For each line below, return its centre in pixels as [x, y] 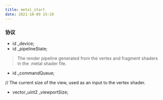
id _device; [23, 43]
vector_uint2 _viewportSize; [40, 92]
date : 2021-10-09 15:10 [30, 14]
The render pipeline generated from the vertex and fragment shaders [87, 58]
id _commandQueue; [33, 73]
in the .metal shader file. [42, 63]
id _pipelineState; [30, 49]
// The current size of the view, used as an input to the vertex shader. [75, 82]
